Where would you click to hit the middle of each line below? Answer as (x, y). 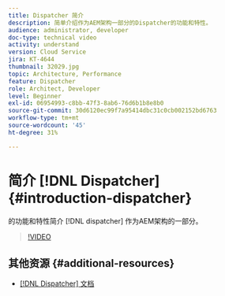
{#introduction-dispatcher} (100, 198)
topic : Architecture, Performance (65, 74)
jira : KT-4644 (32, 60)
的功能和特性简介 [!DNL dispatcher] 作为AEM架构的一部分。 (105, 220)
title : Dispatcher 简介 (46, 15)
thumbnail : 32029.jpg (44, 67)
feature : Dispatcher (42, 81)
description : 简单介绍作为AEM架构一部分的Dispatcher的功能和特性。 (110, 23)
